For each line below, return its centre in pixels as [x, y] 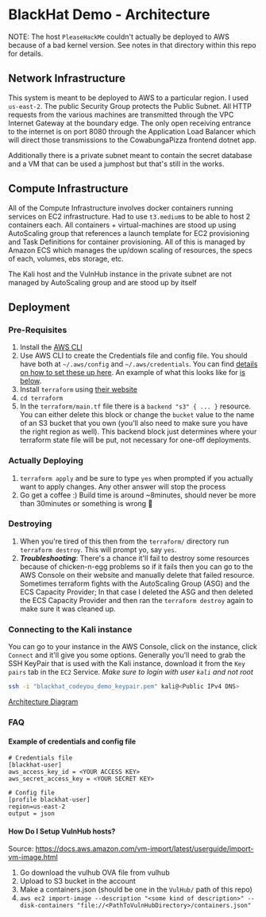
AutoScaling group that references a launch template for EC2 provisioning [129, 233]
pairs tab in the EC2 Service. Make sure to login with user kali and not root [131, 672]
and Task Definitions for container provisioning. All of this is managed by [127, 242]
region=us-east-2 [37, 807]
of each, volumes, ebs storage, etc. [66, 258]
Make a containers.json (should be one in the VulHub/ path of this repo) [136, 890]
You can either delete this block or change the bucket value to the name [137, 415]
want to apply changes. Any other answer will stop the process [123, 486]
